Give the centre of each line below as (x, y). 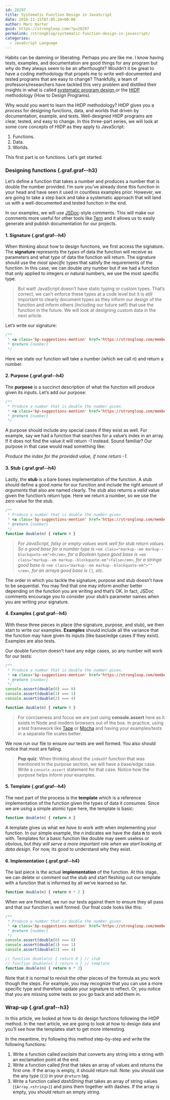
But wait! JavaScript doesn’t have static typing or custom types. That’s (91, 289)
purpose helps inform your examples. (57, 774)
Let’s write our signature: (31, 326)
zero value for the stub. (30, 501)
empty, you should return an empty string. (56, 1092)
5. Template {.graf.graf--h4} (36, 786)
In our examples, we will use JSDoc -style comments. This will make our (80, 213)
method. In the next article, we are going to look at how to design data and (83, 1023)
